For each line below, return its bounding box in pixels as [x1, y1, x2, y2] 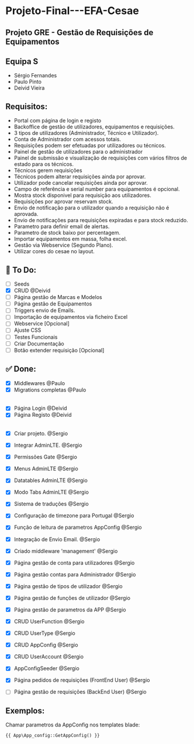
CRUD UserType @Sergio [13, 630, 75, 637]
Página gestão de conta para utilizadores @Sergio [13, 559, 135, 566]
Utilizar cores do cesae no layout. [13, 248, 95, 255]
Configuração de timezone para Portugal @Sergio [13, 512, 134, 519]
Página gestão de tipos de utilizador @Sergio [13, 582, 123, 590]
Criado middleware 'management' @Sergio [13, 547, 118, 555]
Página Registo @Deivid [13, 412, 72, 419]
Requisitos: [5, 101, 48, 111]
